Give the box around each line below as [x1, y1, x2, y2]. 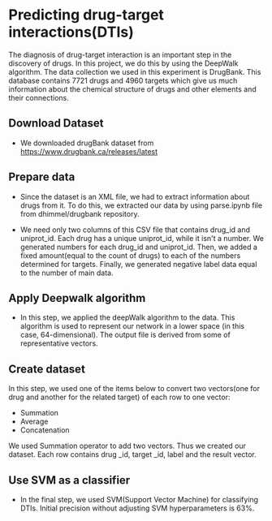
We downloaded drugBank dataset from [19, 138, 154, 148]
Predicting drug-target [8, 6, 165, 24]
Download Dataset [8, 116, 104, 131]
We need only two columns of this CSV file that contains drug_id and [19, 225, 250, 235]
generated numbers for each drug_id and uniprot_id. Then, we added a [19, 242, 258, 252]
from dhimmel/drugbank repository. [19, 209, 140, 218]
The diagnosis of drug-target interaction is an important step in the [8, 50, 232, 59]
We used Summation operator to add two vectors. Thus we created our [8, 441, 246, 451]
